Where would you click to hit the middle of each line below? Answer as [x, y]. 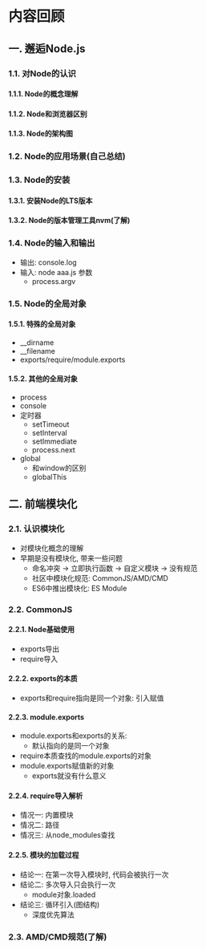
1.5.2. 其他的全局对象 [43, 379]
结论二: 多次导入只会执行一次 [68, 884]
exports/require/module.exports [73, 359]
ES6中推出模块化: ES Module [79, 588]
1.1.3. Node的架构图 [41, 134]
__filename [38, 351]
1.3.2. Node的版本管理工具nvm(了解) [69, 221]
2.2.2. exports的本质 [43, 679]
